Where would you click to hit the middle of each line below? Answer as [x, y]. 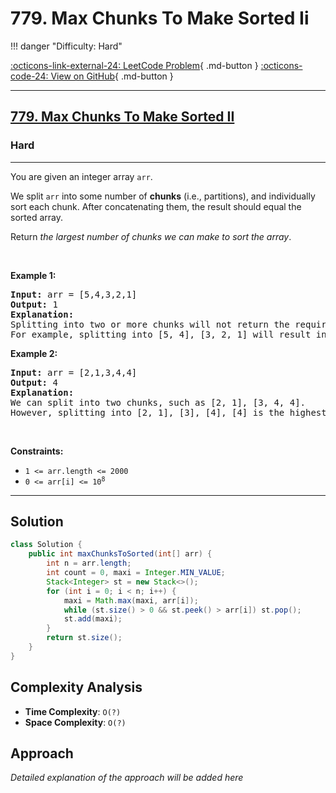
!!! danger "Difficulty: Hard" [66, 46]
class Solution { [46, 545]
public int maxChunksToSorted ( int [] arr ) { [120, 554]
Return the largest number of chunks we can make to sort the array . [151, 236]
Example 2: [34, 353]
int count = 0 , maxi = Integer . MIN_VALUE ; [136, 573]
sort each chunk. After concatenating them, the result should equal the [156, 206]
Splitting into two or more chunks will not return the [150, 324]
